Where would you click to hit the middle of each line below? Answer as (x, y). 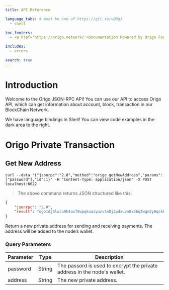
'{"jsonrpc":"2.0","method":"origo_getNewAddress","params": (98, 175)
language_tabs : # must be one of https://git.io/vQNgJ (64, 19)
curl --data (18, 175)
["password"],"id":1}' (29, 179)
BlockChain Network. (27, 110)
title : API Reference (28, 10)
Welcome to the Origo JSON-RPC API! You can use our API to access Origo (83, 99)
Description (109, 257)
